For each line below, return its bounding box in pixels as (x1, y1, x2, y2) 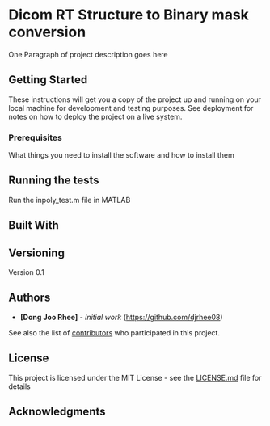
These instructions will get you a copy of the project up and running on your (8, 95, 261, 104)
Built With (8, 218, 59, 232)
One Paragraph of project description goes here (8, 49, 168, 59)
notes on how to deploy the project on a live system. (8, 112, 183, 121)
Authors (8, 291, 51, 305)
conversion (8, 23, 86, 41)
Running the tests (8, 174, 99, 188)
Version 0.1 (8, 268, 44, 277)
